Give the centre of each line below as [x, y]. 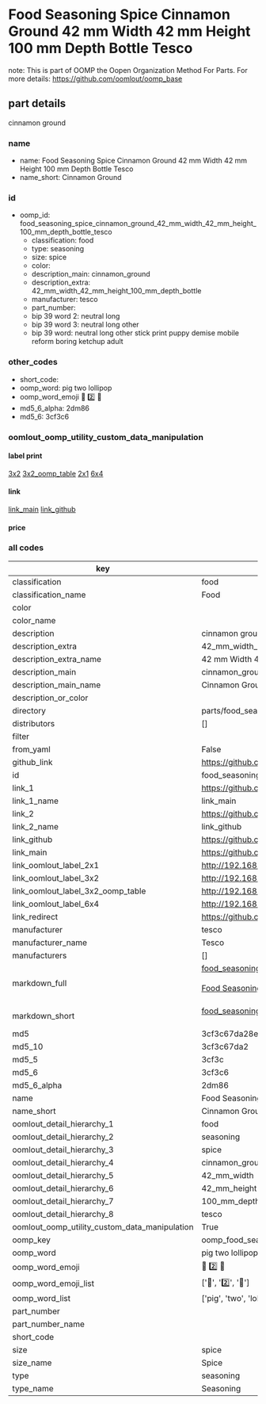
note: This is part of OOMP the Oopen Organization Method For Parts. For [128, 70]
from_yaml [32, 749]
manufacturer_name [50, 943]
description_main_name [57, 685]
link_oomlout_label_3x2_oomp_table [79, 891]
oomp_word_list [42, 1298]
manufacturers [40, 955]
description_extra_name [57, 659]
